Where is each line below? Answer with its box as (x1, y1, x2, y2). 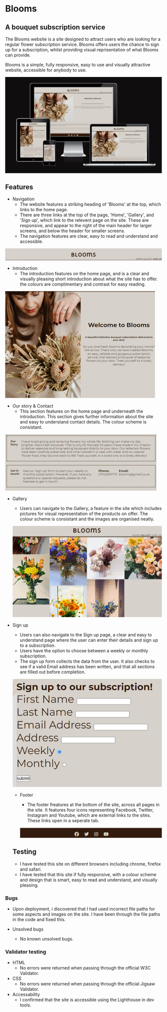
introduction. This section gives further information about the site (19, 413, 154, 420)
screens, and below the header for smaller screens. (19, 228, 126, 234)
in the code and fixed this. (12, 917, 66, 923)
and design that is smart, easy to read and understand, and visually (19, 877, 158, 883)
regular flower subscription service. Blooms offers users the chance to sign (5, 41, 160, 47)
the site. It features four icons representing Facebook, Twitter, (27, 807, 154, 813)
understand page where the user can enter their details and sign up (19, 637, 158, 643)
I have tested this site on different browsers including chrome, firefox (19, 861, 161, 867)
